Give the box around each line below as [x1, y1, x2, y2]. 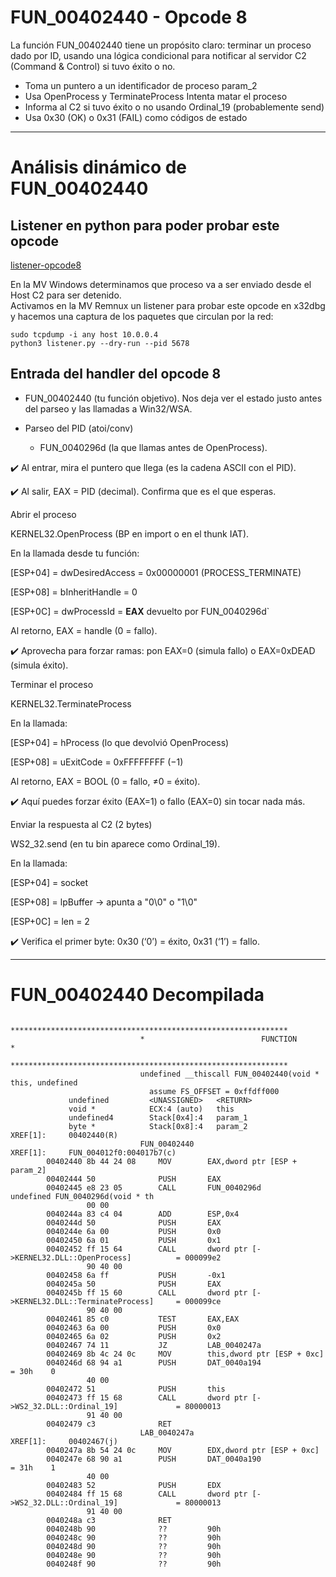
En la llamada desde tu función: [10, 547, 140, 559]
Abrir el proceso [10, 508, 77, 520]
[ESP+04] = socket [10, 876, 89, 888]
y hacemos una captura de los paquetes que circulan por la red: [10, 310, 274, 322]
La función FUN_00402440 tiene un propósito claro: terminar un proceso [10, 39, 312, 51]
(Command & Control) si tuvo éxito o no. [10, 60, 176, 72]
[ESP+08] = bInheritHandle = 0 [10, 586, 138, 598]
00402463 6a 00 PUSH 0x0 [46, 1322, 222, 1333]
